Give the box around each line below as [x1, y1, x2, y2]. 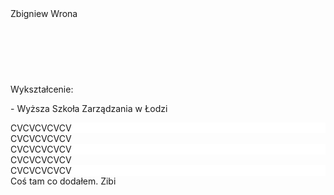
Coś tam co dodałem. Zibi [10, 175, 117, 187]
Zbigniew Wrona [10, 8, 78, 19]
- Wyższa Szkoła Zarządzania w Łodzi [10, 103, 168, 114]
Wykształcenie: [10, 83, 74, 95]
